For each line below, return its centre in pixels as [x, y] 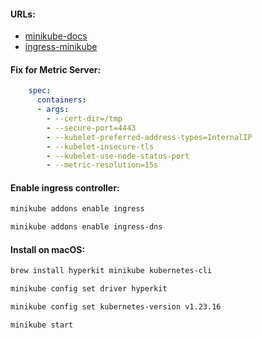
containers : [61, 100]
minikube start [42, 325]
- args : [53, 110]
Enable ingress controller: [65, 187]
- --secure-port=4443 [91, 128]
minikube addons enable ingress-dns [86, 227]
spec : [40, 91]
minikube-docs [56, 36]
